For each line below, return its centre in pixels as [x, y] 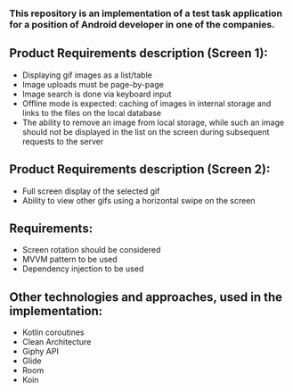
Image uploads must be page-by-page [93, 84]
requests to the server [63, 141]
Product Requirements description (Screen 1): [139, 53]
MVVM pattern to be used [69, 259]
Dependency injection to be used [83, 269]
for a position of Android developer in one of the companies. [142, 24]
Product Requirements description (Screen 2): [140, 169]
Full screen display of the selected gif [91, 191]
